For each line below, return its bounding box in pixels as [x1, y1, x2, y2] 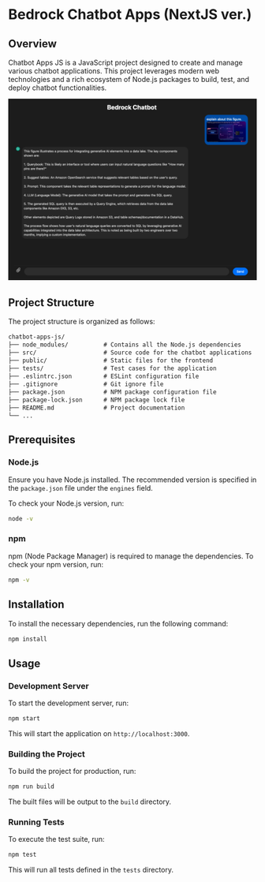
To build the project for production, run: [8, 767, 136, 776]
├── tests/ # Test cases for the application [8, 364, 217, 372]
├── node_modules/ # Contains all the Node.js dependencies [8, 341, 242, 349]
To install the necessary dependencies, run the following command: [8, 619, 229, 628]
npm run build [8, 783, 55, 790]
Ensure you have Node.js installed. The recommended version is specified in [8, 475, 257, 484]
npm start [8, 715, 41, 723]
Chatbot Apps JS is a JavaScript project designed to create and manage [8, 58, 243, 67]
